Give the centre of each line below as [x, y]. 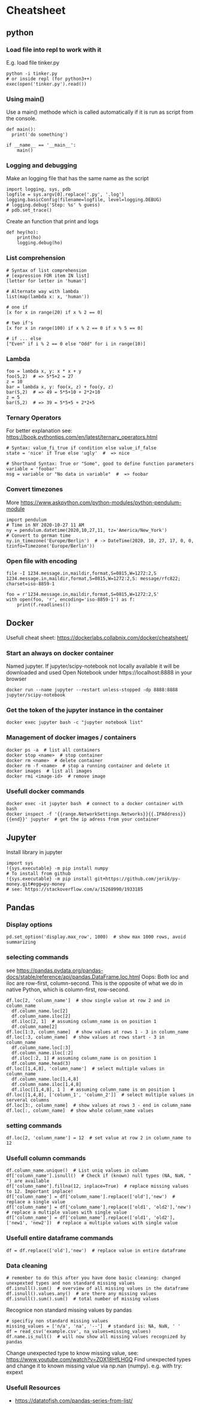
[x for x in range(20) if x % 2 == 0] [54, 312]
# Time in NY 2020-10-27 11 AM [45, 525]
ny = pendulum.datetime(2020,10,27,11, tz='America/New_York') [87, 530]
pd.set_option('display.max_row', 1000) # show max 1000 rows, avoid [96, 937]
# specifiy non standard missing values [57, 1321]
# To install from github [38, 873]
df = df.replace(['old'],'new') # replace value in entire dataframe [96, 1250]
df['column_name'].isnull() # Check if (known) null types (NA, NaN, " [99, 1176]
